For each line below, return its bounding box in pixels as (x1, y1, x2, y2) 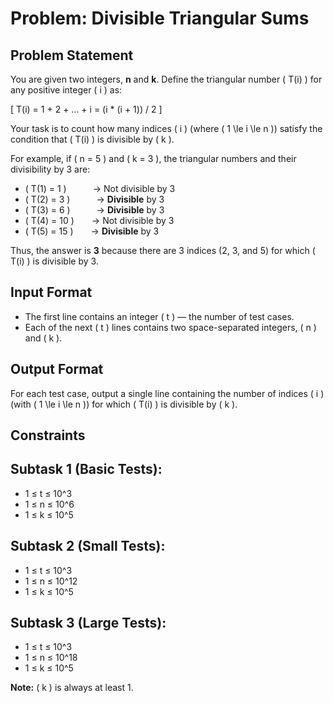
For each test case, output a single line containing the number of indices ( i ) (10, 387, 325, 399)
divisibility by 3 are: (10, 163, 91, 175)
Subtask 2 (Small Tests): (10, 538, 166, 555)
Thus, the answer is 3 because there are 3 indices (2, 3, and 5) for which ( (10, 245, 316, 256)
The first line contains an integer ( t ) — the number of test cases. (24, 310, 295, 322)
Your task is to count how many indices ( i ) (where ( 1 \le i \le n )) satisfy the (10, 123, 323, 134)
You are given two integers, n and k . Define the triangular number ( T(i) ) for (10, 73, 323, 85)
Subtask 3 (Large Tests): (10, 615, 167, 632)
